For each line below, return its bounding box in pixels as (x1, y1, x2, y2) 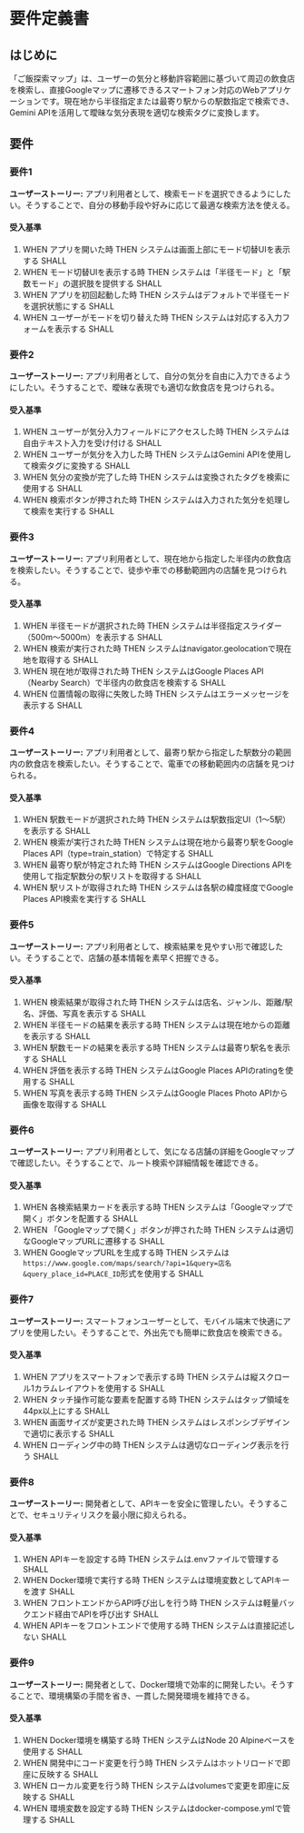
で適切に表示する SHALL (22, 1428, 115, 1439)
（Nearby (22, 677, 59, 688)
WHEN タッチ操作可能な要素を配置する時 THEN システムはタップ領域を (22, 1393, 290, 1404)
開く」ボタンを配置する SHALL (22, 1214, 139, 1224)
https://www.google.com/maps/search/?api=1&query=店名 (22, 1259, 232, 1268)
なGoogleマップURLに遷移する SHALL (22, 1236, 165, 1247)
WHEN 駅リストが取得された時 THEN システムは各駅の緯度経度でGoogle (22, 882, 294, 893)
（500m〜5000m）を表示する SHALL (22, 631, 163, 642)
